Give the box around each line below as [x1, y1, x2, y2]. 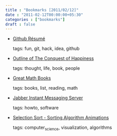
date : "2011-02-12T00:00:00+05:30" [5, 12, 83, 17]
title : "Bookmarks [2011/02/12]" [5, 7, 79, 13]
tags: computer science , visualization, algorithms [12, 124, 112, 132]
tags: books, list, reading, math [12, 85, 78, 91]
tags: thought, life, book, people [12, 65, 80, 71]
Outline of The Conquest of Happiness [12, 56, 94, 62]
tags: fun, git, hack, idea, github [12, 45, 80, 51]
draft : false [5, 21, 36, 27]
